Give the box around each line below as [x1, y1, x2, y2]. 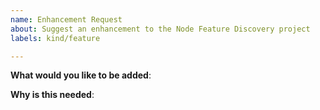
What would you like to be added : [10, 69, 152, 81]
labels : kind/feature [10, 33, 101, 43]
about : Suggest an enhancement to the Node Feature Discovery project [10, 24, 311, 34]
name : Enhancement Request [10, 14, 123, 25]
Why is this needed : [10, 89, 95, 101]
